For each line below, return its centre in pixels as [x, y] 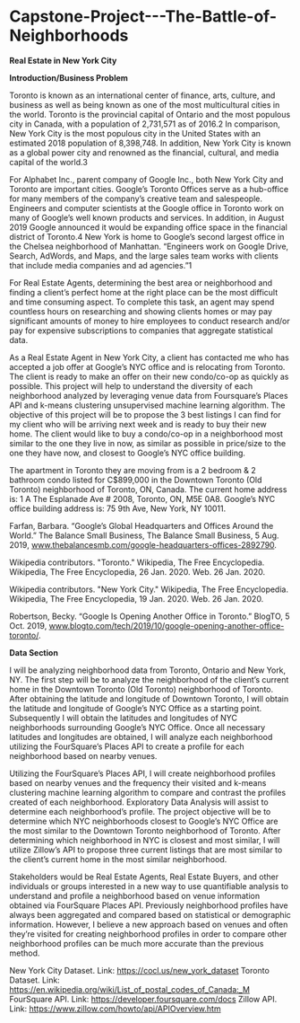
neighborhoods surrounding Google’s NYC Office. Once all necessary [137, 727]
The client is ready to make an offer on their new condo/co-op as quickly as [149, 376]
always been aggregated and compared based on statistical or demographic [150, 914]
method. [25, 953]
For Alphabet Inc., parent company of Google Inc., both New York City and [146, 179]
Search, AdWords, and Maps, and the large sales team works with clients [144, 256]
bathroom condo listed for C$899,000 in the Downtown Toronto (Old [136, 480]
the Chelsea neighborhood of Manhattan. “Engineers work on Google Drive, [149, 246]
